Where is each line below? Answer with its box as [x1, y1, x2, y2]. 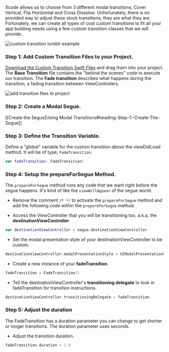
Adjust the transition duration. [12, 333, 74, 339]
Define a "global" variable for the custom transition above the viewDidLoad [5, 143, 161, 150]
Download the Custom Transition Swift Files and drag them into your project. [5, 65, 163, 71]
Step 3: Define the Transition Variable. [5, 132, 101, 139]
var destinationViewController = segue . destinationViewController [5, 227, 147, 233]
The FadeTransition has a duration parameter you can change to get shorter [5, 318, 162, 324]
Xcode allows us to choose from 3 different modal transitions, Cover [5, 5, 147, 10]
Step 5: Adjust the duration [5, 306, 72, 313]
